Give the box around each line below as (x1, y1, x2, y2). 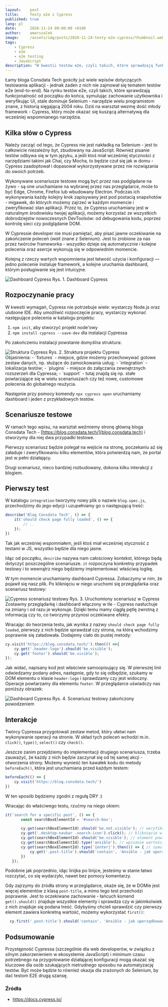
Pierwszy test (5, 484, 49, 493)
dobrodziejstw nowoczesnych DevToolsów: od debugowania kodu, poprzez (5, 215, 161, 221)
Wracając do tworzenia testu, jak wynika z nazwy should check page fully (5, 621, 159, 627)
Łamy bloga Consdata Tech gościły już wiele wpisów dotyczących (5, 77, 141, 83)
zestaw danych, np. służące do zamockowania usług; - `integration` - (5, 360, 147, 366)
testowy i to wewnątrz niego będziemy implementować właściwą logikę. (5, 566, 153, 572)
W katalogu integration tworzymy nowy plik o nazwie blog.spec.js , (5, 497, 146, 503)
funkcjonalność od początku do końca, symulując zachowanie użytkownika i (5, 93, 162, 99)
